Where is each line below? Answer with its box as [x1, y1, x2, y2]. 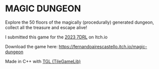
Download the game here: [5, 43, 58, 49]
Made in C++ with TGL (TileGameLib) [5, 58, 81, 64]
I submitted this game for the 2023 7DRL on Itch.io [5, 34, 108, 40]
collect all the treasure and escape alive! [5, 24, 87, 30]
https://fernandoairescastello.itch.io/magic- [58, 43, 147, 49]
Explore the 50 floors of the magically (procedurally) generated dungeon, [5, 19, 154, 25]
